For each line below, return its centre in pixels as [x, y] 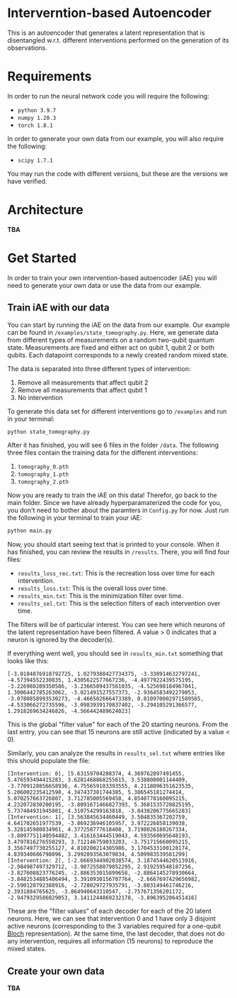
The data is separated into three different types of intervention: [99, 368]
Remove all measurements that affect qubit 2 [83, 382]
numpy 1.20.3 [37, 118]
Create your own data [56, 971]
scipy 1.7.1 [35, 160]
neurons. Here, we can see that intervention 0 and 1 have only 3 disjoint [111, 919]
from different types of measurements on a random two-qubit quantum [111, 340]
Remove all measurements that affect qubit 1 [82, 390]
